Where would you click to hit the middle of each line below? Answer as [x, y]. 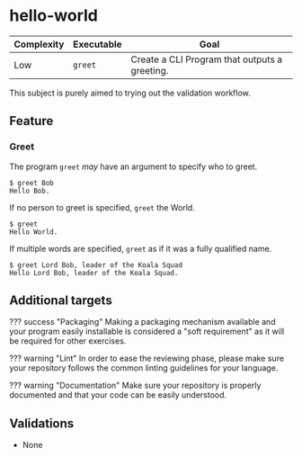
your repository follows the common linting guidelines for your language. [144, 368]
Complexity [39, 44]
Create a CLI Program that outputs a [207, 59]
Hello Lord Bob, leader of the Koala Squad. [94, 273]
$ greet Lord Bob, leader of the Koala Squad [96, 265]
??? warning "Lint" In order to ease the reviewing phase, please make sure [147, 358]
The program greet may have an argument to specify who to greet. [133, 166]
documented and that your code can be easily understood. [118, 395]
